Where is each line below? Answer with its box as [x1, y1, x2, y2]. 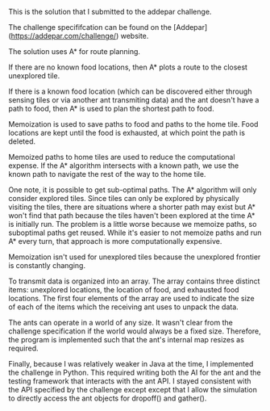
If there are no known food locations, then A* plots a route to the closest [8, 62, 248, 72]
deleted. [8, 136, 36, 146]
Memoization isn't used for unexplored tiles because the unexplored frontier [8, 252, 261, 262]
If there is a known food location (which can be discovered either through [8, 86, 252, 96]
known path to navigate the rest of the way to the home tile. [8, 170, 206, 178]
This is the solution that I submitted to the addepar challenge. [8, 7, 212, 16]
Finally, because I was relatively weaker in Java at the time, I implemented [8, 359, 254, 368]
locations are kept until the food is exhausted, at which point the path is [8, 128, 246, 137]
